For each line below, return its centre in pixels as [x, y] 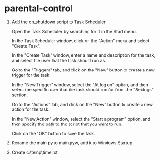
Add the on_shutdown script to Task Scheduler [58, 22]
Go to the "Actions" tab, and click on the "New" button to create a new [82, 104]
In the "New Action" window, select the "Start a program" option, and [81, 119]
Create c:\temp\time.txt [35, 152]
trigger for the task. [31, 75]
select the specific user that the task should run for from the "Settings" [83, 89]
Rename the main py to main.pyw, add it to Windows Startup [72, 143]
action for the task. [30, 109]
